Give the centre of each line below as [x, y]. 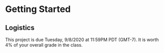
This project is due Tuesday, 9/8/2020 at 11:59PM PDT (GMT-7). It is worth [82, 39]
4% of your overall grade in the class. [44, 45]
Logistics [20, 28]
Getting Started [38, 9]
